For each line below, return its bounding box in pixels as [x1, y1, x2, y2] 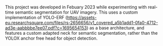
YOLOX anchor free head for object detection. [5, 35, 98, 41]
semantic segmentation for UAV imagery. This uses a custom [15, 9, 138, 15]
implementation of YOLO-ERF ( [5, 15, 68, 20]
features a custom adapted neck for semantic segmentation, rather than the [5, 30, 158, 36]
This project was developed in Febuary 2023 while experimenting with [5, 4, 147, 10]
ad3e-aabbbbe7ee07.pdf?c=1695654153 [5, 25, 87, 31]
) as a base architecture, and [86, 25, 144, 31]
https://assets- [67, 15, 97, 20]
